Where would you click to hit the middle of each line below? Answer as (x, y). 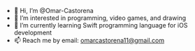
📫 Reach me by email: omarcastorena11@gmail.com (89, 40)
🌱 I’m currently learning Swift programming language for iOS (101, 25)
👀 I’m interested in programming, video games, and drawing (100, 18)
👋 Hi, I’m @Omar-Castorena (54, 11)
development (33, 32)
